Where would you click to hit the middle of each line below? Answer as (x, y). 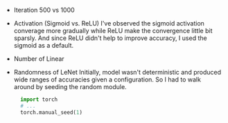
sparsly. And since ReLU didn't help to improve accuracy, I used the (110, 38)
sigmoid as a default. (44, 45)
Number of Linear (39, 59)
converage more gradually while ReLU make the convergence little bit (113, 31)
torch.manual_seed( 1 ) (52, 112)
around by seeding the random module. (70, 87)
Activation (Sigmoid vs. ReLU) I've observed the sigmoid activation (109, 23)
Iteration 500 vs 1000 (44, 10)
